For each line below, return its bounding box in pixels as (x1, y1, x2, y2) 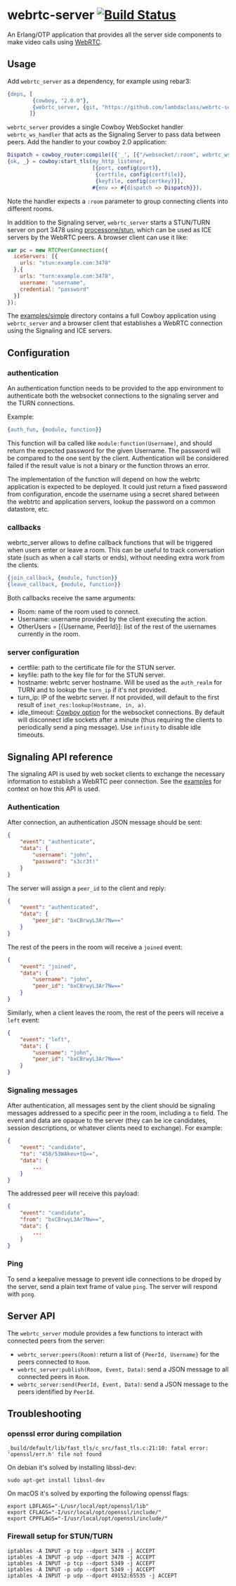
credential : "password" (20, 286, 90, 293)
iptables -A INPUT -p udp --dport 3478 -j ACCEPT (7, 1554, 156, 1561)
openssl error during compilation (7, 1428, 122, 1438)
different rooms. (7, 204, 54, 212)
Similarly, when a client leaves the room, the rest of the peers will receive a (7, 1008, 224, 1017)
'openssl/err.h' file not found (7, 1451, 102, 1458)
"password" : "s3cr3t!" (32, 858, 99, 865)
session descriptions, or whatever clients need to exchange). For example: (7, 1124, 223, 1132)
